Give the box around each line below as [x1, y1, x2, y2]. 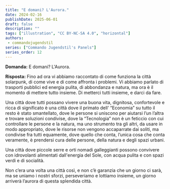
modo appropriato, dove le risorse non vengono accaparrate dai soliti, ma [5, 126, 159, 132]
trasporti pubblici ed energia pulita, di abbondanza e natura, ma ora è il [5, 84, 154, 90]
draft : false [5, 21, 33, 27]
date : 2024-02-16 [5, 12, 42, 17]
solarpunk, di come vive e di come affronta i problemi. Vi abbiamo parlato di [5, 79, 164, 85]
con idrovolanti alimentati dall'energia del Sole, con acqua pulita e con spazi [5, 152, 164, 158]
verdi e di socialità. [5, 157, 45, 163]
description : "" [5, 26, 40, 31]
